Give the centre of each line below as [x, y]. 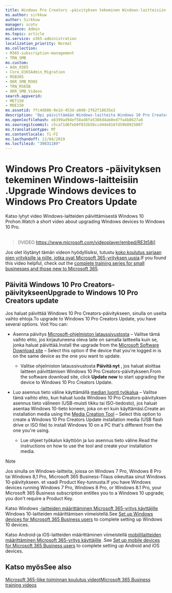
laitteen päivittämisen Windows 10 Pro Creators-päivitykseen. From [91, 371]
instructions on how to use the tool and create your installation [86, 446]
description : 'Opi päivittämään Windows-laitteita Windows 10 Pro [78, 115]
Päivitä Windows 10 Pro [44, 285]
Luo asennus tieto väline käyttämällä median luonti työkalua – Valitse [85, 392]
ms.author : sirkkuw [26, 15]
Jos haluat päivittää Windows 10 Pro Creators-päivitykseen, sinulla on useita [86, 313]
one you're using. [31, 430]
